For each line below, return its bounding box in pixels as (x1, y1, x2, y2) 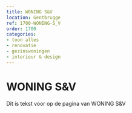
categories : (6, 31, 36, 37)
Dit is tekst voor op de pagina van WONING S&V (6, 100, 126, 107)
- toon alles (6, 37, 39, 43)
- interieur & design (6, 54, 61, 60)
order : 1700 (6, 25, 36, 32)
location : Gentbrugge (6, 15, 61, 21)
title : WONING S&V (6, 8, 53, 15)
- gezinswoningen (6, 48, 50, 54)
